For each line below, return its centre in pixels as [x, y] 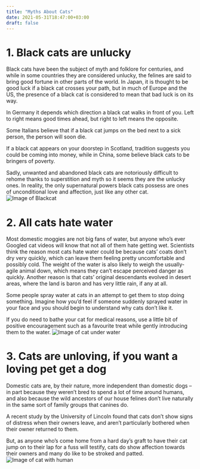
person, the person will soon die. [47, 137]
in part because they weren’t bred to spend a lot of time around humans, [95, 392]
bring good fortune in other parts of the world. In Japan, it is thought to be [97, 82]
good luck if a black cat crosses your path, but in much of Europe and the [96, 88]
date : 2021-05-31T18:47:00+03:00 [48, 17]
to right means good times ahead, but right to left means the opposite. [92, 119]
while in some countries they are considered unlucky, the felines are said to [99, 75]
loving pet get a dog [56, 369]
